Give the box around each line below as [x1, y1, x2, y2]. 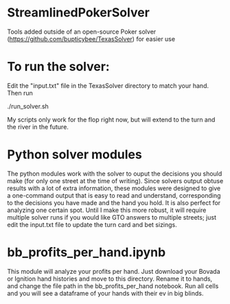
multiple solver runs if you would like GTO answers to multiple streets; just [7, 213, 216, 221]
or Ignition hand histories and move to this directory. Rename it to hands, [7, 274, 213, 283]
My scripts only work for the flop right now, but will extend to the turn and [7, 115, 216, 124]
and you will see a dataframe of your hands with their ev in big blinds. [7, 289, 204, 297]
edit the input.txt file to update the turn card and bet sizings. [7, 220, 177, 229]
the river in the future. [7, 122, 69, 131]
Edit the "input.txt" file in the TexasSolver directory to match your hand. [7, 81, 209, 90]
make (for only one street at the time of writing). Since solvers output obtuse [7, 176, 224, 185]
